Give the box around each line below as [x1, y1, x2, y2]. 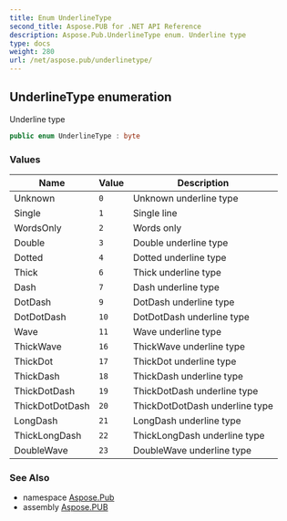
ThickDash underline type [132, 370, 244, 382]
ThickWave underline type [132, 339, 246, 352]
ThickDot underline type [132, 355, 237, 368]
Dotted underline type [132, 251, 227, 264]
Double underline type [132, 236, 229, 249]
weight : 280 [9, 47, 55, 57]
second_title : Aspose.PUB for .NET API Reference [9, 22, 202, 31]
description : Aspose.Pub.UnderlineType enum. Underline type [9, 30, 247, 39]
